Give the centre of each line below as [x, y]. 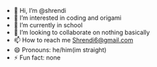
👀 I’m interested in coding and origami [67, 18]
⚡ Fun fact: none [37, 57]
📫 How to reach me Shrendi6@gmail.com [73, 40]
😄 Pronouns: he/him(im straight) [60, 50]
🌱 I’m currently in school [48, 25]
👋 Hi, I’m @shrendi [40, 11]
